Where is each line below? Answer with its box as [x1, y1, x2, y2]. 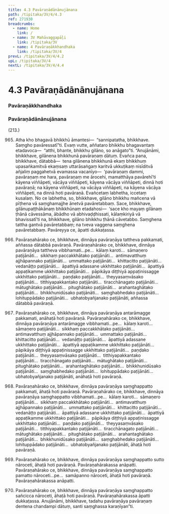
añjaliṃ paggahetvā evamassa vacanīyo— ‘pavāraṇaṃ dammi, [15, 168, 145, 175]
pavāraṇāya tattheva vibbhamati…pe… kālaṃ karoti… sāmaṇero [15, 247, 148, 253]
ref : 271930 [8, 16, 33, 21]
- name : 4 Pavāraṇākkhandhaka [12, 44, 75, 49]
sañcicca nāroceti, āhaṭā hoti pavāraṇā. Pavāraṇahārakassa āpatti [15, 493, 151, 499]
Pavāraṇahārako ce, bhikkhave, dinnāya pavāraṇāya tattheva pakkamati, [15, 237, 164, 243]
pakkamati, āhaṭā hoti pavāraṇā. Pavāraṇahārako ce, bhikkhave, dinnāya [15, 388, 164, 394]
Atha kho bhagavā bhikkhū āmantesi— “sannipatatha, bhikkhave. [15, 137, 150, 143]
